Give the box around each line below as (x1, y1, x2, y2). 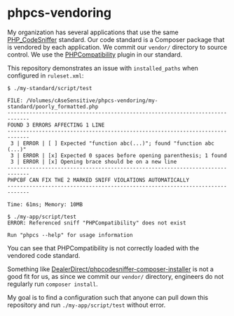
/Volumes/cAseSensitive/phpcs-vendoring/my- (25, 96, 158, 104)
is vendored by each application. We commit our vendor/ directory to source (7, 43, 228, 51)
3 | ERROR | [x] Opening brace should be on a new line (10, 158, 177, 165)
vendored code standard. (7, 251, 81, 259)
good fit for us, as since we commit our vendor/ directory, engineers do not (7, 272, 224, 280)
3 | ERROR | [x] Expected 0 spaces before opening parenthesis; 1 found (10, 152, 228, 159)
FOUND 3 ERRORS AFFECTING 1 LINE (7, 121, 105, 129)
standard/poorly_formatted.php (7, 103, 99, 110)
